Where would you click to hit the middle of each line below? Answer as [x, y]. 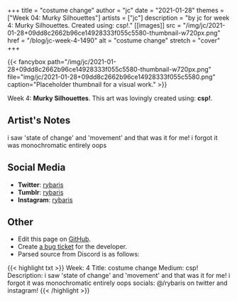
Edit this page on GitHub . [54, 239]
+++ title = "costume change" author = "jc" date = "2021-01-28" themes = [116, 10]
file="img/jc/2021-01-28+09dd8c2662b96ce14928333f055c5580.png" [111, 77]
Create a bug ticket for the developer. [72, 247]
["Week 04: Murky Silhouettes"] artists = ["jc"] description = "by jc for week [118, 18]
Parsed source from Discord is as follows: [78, 254]
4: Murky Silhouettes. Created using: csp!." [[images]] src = [94, 25]
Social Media [37, 167]
